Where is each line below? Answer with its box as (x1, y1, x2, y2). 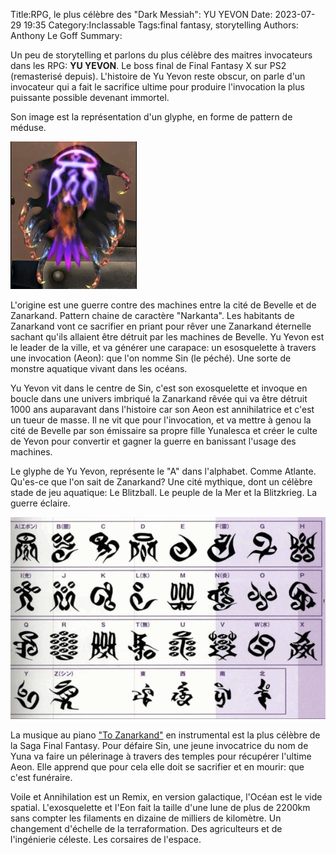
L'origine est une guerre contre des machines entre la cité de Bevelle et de (10, 299, 317, 311)
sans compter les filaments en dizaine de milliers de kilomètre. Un (10, 812, 282, 824)
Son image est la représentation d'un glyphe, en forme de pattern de (10, 111, 293, 123)
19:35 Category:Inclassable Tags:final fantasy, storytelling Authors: (23, 19, 299, 31)
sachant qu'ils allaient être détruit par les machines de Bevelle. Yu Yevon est (10, 331, 325, 343)
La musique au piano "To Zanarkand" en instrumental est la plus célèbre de (10, 729, 321, 741)
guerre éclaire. (10, 497, 71, 509)
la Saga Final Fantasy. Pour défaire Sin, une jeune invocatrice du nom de (10, 740, 309, 752)
